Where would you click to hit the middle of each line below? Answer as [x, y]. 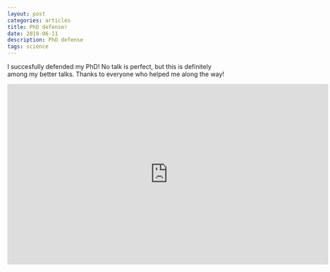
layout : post [26, 14]
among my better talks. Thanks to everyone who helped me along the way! [116, 74]
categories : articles [39, 20]
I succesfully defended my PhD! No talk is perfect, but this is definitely [109, 67]
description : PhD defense [45, 40]
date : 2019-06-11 [33, 33]
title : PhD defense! [38, 27]
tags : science [28, 47]
